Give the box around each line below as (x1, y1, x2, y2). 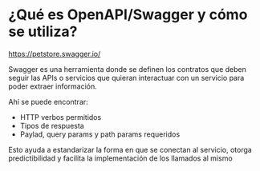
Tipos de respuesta (19, 121, 84, 130)
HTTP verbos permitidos (19, 112, 102, 121)
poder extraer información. (8, 82, 98, 91)
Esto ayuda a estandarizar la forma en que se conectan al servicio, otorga (8, 145, 253, 154)
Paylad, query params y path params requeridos (19, 129, 181, 139)
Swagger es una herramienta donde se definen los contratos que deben (8, 64, 246, 74)
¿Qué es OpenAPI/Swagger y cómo (8, 6, 248, 24)
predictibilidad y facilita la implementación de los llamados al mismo (8, 153, 233, 163)
